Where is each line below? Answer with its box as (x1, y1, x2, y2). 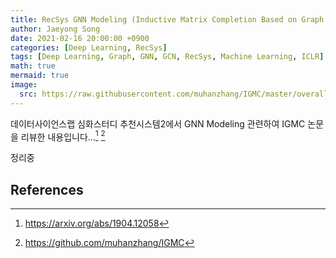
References (10, 181, 84, 198)
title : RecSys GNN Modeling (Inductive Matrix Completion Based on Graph (10, 14, 325, 25)
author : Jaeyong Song (10, 24, 101, 34)
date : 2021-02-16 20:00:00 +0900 (10, 33, 150, 43)
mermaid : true (10, 71, 70, 81)
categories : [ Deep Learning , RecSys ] (10, 42, 168, 53)
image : (10, 80, 38, 90)
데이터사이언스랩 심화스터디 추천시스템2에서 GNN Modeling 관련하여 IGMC (10, 117, 306, 130)
